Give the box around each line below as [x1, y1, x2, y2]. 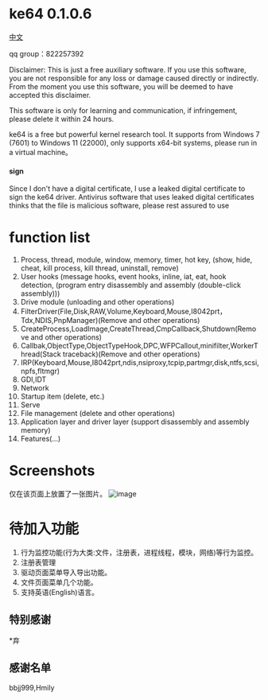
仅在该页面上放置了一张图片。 [9, 489, 107, 499]
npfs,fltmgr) [20, 367, 60, 376]
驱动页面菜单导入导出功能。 [20, 567, 112, 577]
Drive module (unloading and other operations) [20, 297, 175, 307]
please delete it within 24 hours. [9, 114, 115, 123]
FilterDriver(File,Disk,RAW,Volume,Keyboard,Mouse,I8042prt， [20, 307, 227, 317]
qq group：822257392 [9, 49, 84, 58]
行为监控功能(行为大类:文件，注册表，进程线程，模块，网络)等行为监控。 [20, 547, 258, 557]
